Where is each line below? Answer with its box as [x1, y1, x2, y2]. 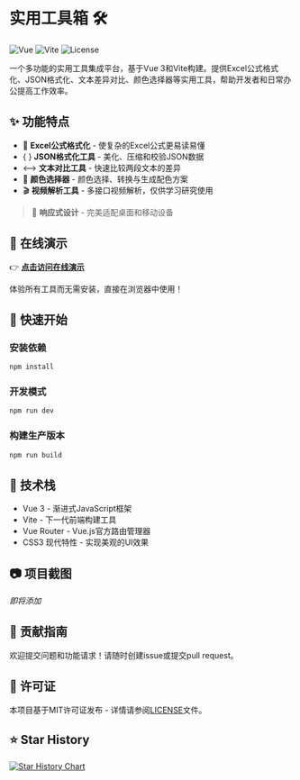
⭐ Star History [9, 732, 90, 748]
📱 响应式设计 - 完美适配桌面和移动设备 [31, 206, 174, 217]
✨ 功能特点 [9, 114, 70, 130]
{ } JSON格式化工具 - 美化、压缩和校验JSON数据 [22, 150, 205, 162]
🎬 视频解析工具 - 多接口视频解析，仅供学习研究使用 [22, 185, 214, 195]
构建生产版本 [9, 430, 66, 442]
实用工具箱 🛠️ [9, 8, 108, 29]
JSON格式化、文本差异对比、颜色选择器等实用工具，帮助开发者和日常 [24, 74, 284, 85]
